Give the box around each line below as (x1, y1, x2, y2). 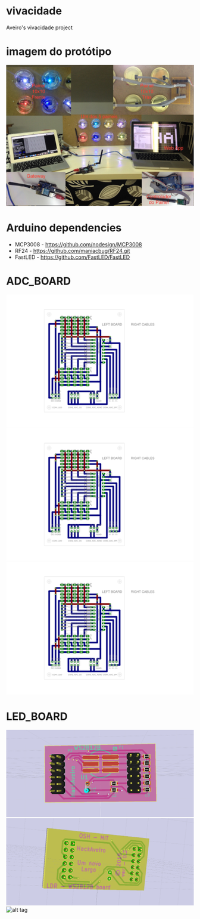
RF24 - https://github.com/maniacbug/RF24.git (14, 247, 130, 254)
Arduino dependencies (6, 221, 122, 235)
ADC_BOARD (6, 274, 71, 287)
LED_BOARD (6, 710, 68, 723)
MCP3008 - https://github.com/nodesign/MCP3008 (14, 240, 142, 248)
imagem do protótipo (6, 45, 112, 58)
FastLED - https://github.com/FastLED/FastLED (14, 253, 130, 261)
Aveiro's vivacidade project (6, 24, 73, 31)
